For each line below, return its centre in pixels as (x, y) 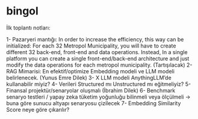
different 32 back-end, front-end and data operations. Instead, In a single (97, 52)
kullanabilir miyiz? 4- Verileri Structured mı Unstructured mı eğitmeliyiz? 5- (99, 84)
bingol (23, 11)
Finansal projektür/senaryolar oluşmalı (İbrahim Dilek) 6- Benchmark (91, 90)
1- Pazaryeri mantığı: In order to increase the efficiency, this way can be (95, 39)
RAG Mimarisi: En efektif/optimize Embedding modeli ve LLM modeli (90, 71)
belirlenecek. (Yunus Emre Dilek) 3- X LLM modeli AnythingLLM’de (89, 78)
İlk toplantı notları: (28, 28)
